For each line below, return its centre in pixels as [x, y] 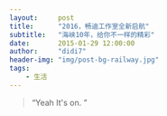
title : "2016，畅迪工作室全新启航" [79, 26]
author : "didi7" [48, 52]
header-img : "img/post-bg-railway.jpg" [84, 60]
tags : [19, 69]
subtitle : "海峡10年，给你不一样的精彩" [82, 34]
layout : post [42, 18]
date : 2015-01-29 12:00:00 [72, 43]
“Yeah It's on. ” [59, 102]
